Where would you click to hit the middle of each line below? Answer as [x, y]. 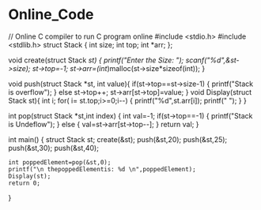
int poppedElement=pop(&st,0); [60, 162]
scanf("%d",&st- [212, 60]
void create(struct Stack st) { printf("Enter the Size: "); [96, 60]
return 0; [25, 183]
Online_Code [51, 15]
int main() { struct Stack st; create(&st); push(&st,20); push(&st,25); [118, 139]
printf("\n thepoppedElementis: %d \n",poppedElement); [102, 169]
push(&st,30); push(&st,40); [53, 148]
